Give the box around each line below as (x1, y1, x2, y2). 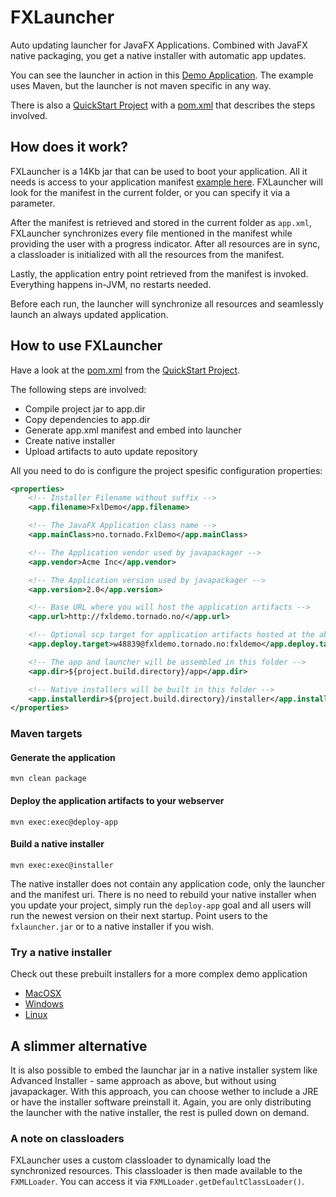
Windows (24, 998, 64, 1010)
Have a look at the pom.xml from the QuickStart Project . (10, 364, 241, 376)
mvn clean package (10, 774, 87, 784)
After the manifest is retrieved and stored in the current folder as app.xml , (10, 216, 312, 228)
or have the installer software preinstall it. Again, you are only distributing (10, 1096, 312, 1108)
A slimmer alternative (10, 1037, 148, 1055)
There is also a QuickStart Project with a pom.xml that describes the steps (10, 99, 316, 111)
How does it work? (10, 139, 129, 156)
